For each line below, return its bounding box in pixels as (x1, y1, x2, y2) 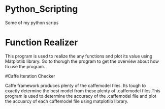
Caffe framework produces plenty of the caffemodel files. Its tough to (5, 82, 146, 88)
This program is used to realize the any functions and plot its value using (5, 53, 153, 59)
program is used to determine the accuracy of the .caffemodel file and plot (5, 93, 157, 99)
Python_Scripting (5, 3, 78, 15)
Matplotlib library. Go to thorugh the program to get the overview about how (5, 58, 159, 64)
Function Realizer (5, 37, 78, 48)
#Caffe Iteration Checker (5, 73, 56, 79)
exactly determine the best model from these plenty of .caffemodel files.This (5, 87, 161, 94)
